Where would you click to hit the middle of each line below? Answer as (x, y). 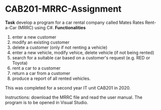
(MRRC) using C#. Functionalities (52, 27)
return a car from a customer (41, 73)
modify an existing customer (41, 42)
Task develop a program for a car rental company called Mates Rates (75, 22)
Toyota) (20, 63)
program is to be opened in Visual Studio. (47, 102)
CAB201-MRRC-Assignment (63, 9)
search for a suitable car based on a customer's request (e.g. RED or (81, 57)
